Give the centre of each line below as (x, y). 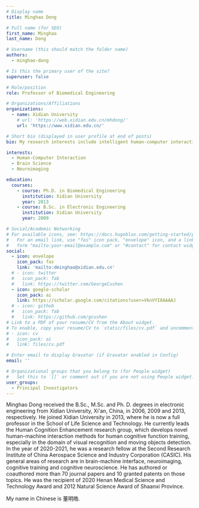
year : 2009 (35, 218)
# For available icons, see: (42, 234)
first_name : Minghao (32, 33)
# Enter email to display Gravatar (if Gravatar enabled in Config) (92, 355)
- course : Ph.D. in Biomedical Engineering (71, 191)
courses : (22, 185)
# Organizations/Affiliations (44, 104)
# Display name (25, 12)
